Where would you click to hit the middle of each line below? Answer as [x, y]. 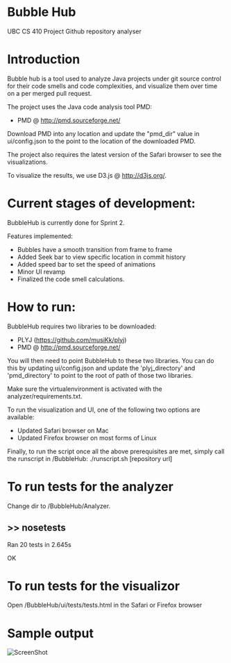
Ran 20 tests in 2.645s [39, 544]
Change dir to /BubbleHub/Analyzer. [59, 506]
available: [21, 417]
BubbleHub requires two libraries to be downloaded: [82, 326]
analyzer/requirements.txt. [45, 396]
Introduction [44, 59]
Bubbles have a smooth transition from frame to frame [95, 249]
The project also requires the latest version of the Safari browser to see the [114, 154]
